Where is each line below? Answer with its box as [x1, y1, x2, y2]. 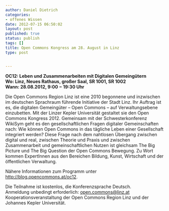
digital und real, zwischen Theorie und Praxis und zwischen [5, 137, 131, 143]
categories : [5, 12, 31, 17]
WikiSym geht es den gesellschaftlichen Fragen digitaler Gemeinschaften [5, 120, 159, 127]
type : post [5, 50, 29, 55]
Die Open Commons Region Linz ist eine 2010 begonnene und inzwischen [5, 94, 160, 100]
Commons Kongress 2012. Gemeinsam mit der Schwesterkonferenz [5, 115, 148, 121]
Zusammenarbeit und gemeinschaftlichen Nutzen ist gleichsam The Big [5, 142, 155, 148]
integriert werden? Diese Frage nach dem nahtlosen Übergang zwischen [5, 131, 158, 137]
